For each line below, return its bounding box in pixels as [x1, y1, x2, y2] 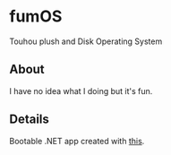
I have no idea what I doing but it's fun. [9, 85, 153, 96]
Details [9, 112, 49, 127]
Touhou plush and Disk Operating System [9, 36, 163, 47]
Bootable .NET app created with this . [9, 135, 145, 146]
